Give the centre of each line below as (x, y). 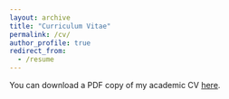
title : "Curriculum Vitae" (60, 26)
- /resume (36, 59)
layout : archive (40, 18)
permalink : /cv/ (40, 34)
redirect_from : (38, 51)
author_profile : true (50, 43)
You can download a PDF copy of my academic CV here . (115, 85)
